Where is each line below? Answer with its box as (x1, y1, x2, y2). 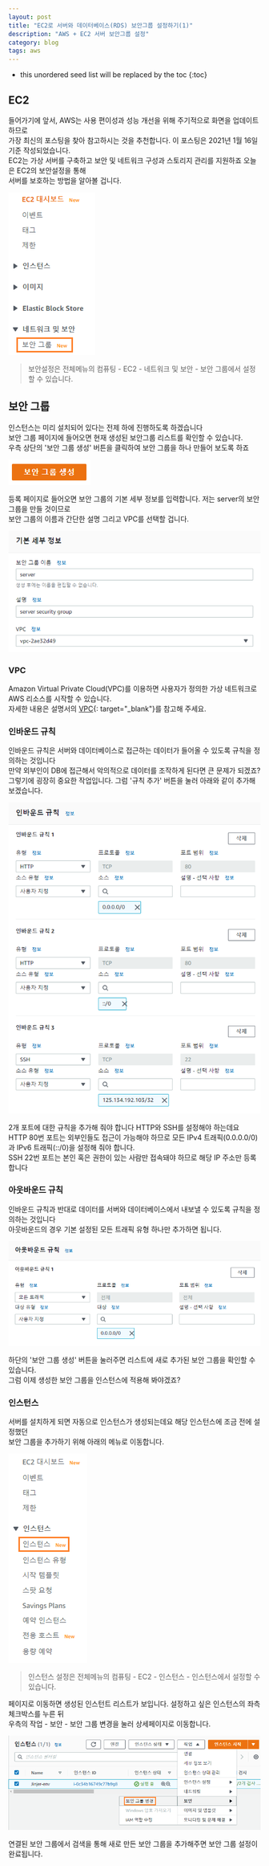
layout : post (8, 13, 52, 21)
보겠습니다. (8, 786, 43, 795)
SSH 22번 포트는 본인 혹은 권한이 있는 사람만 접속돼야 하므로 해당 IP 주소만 (8, 1153, 243, 1162)
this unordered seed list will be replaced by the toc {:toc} (19, 70, 208, 80)
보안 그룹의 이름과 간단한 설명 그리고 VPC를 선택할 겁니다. (8, 514, 190, 524)
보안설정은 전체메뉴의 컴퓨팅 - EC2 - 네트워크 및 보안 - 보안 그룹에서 (27, 364, 242, 374)
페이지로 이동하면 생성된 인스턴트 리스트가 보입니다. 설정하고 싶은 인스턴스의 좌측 (8, 1699, 261, 1709)
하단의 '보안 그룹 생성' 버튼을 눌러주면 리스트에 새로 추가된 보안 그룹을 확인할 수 (8, 1354, 256, 1365)
